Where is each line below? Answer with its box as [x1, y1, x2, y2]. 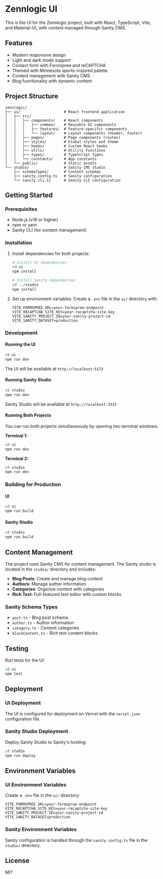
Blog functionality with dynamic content [12, 78, 92, 84]
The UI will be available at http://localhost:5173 [5, 366, 104, 372]
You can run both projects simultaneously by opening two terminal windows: [5, 423, 159, 429]
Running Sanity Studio [5, 377, 52, 383]
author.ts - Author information [12, 620, 74, 626]
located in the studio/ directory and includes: [5, 566, 96, 572]
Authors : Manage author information [12, 581, 86, 587]
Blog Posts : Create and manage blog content [12, 575, 103, 581]
